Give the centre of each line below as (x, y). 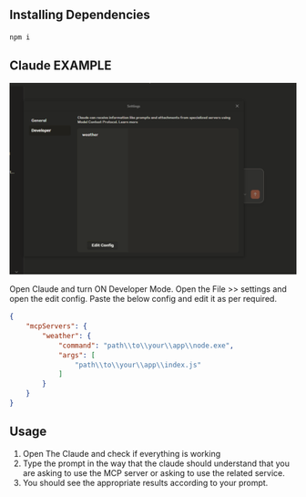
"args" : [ (76, 355)
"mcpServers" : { (57, 326)
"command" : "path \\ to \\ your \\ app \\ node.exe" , (146, 346)
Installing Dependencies (80, 15)
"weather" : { (67, 336)
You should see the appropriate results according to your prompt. (145, 482)
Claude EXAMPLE (61, 66)
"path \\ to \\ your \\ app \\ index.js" (138, 365)
